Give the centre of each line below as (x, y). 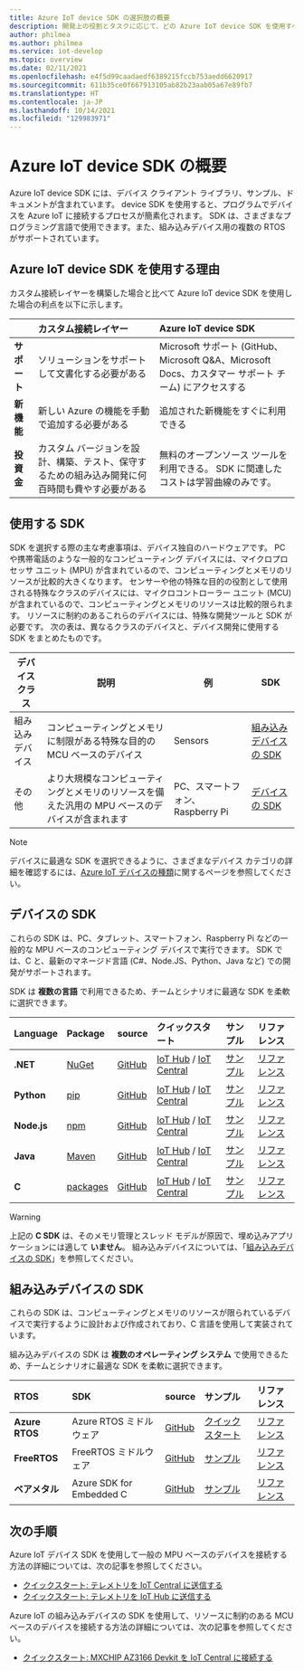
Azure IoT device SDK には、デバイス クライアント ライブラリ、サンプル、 (148, 193)
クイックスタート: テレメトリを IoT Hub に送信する (117, 1597)
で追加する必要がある (83, 424)
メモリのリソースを (114, 792)
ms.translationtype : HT (54, 93)
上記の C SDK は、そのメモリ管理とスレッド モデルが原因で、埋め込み (140, 1235)
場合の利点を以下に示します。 (72, 304)
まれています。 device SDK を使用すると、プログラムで (167, 204)
